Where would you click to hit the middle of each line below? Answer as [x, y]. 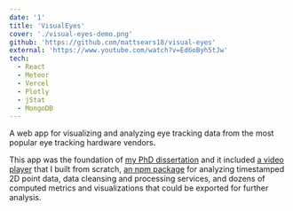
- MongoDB [35, 108]
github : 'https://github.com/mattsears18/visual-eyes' [113, 42]
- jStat [32, 100]
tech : [19, 59]
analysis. [25, 198]
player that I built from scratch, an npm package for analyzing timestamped [147, 169]
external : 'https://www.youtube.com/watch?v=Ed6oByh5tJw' [119, 51]
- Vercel [33, 83]
